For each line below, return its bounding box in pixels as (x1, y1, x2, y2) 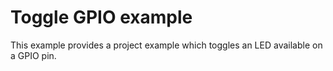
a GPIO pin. (10, 49, 57, 61)
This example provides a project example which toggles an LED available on (10, 39, 323, 51)
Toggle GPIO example (10, 6, 193, 29)
